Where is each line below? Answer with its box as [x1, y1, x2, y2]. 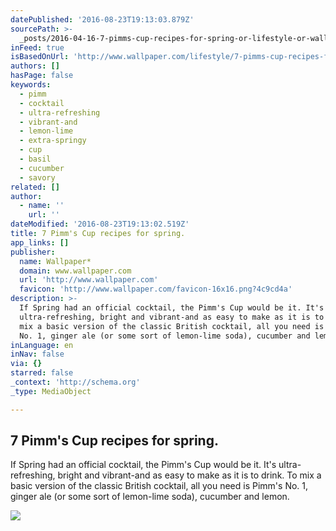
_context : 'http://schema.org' [10, 377, 141, 387]
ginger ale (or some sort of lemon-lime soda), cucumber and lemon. [10, 491, 290, 503]
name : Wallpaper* [19, 256, 92, 266]
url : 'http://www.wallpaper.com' [19, 275, 159, 285]
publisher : [10, 247, 56, 257]
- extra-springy [19, 136, 87, 146]
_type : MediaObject [10, 386, 92, 396]
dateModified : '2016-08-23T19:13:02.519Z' [10, 219, 190, 230]
